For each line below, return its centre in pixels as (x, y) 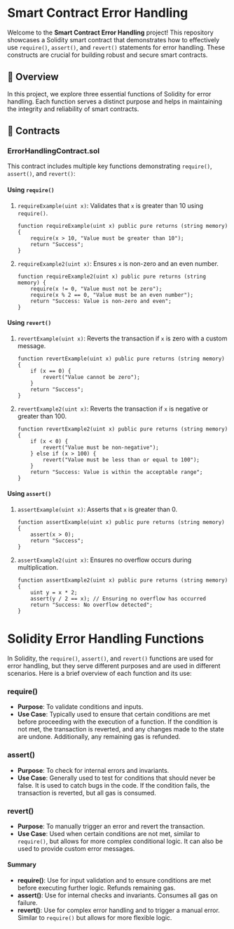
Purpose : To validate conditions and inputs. (80, 707)
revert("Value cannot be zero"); (91, 377)
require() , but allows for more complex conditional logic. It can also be (120, 841)
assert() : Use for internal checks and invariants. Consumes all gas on (118, 895)
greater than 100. (42, 416)
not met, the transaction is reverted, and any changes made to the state (121, 729)
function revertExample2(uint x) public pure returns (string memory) (123, 429)
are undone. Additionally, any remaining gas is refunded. (99, 737)
